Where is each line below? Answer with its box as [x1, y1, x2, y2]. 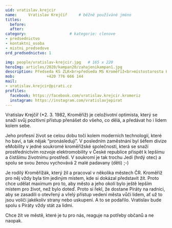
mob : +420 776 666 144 [5, 74, 83, 79]
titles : [5, 17, 22, 22]
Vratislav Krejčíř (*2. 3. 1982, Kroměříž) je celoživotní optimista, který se [5, 112, 158, 118]
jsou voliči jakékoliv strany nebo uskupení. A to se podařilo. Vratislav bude [5, 197, 162, 203]
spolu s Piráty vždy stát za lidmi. [5, 202, 74, 209]
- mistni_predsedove [5, 46, 50, 51]
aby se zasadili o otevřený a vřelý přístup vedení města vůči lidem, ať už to [5, 192, 163, 198]
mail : [5, 79, 17, 84]
